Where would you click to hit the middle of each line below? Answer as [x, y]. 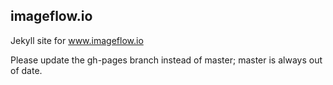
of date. [26, 70]
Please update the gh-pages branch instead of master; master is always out [166, 60]
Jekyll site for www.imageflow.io [77, 40]
